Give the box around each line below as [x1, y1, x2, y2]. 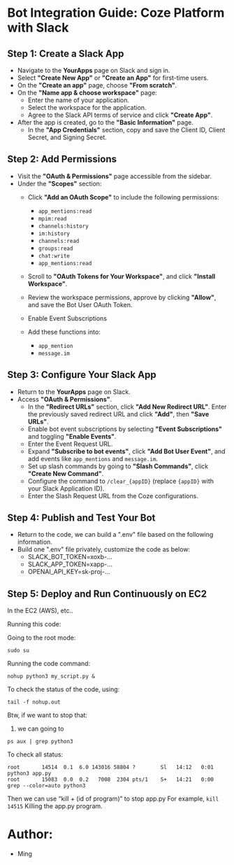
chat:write [38, 252, 70, 260]
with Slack [7, 20, 69, 36]
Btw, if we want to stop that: [7, 711, 88, 719]
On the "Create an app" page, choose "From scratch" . [17, 81, 177, 89]
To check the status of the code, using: [7, 685, 120, 694]
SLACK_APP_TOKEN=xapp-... [27, 560, 113, 568]
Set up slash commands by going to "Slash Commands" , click [27, 462, 209, 470]
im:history [38, 230, 70, 237]
